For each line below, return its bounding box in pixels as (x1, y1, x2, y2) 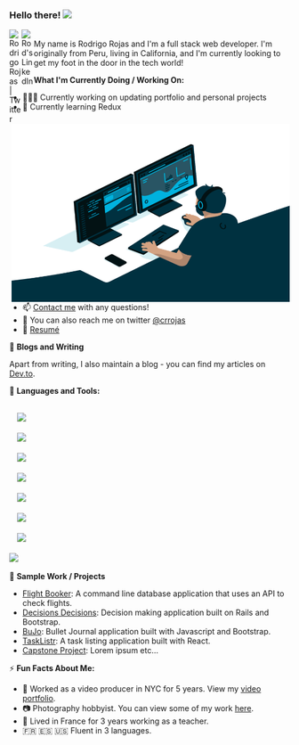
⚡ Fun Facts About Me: (9, 663, 95, 674)
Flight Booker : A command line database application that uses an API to (21, 588, 285, 599)
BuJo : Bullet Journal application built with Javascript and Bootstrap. (21, 626, 271, 637)
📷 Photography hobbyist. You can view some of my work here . (21, 703, 255, 714)
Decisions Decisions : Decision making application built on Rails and (21, 607, 270, 618)
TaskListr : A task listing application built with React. (21, 635, 211, 646)
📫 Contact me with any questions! (21, 302, 149, 313)
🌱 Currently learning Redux (21, 102, 122, 112)
